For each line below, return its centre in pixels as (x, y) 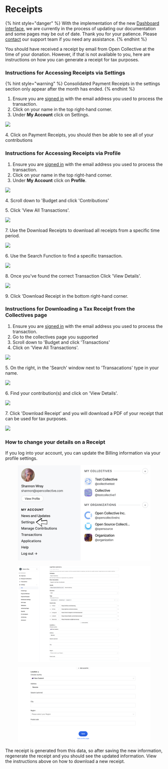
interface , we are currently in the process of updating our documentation (81, 28)
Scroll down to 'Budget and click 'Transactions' (61, 342)
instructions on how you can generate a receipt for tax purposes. (72, 59)
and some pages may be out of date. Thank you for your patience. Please (81, 34)
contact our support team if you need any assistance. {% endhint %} (76, 39)
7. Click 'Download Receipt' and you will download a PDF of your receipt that (84, 413)
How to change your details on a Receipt (55, 442)
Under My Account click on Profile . (49, 180)
